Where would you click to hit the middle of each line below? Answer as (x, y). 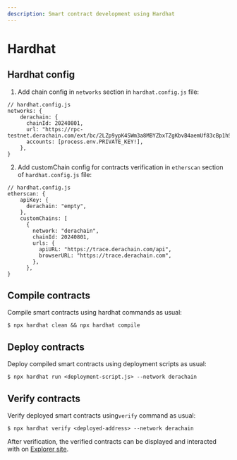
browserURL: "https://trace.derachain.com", (105, 255)
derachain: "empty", (56, 206)
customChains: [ (44, 218)
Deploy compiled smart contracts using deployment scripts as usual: (107, 364)
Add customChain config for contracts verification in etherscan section (120, 167)
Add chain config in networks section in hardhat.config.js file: (108, 92)
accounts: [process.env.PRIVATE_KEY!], (84, 142)
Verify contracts (44, 398)
